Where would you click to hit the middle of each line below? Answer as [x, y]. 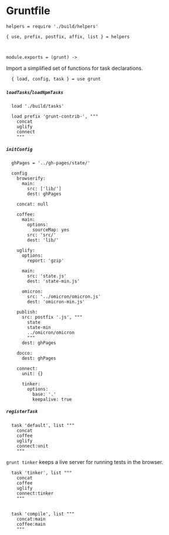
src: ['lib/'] [44, 189]
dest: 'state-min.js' [54, 281]
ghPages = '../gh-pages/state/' [51, 163]
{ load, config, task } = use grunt [56, 79]
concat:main [31, 519]
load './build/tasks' [38, 106]
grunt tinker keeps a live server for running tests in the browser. [84, 462]
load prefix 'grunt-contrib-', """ [55, 116]
